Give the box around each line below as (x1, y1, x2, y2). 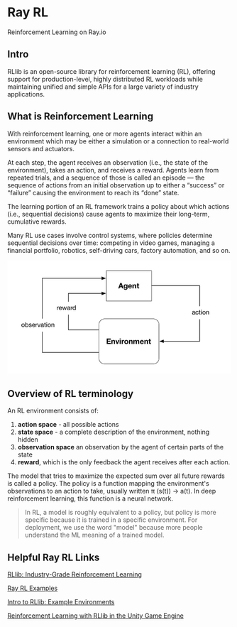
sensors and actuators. (7, 144, 75, 153)
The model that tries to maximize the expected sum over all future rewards (7, 471, 226, 480)
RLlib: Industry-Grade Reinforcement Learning (7, 570, 142, 579)
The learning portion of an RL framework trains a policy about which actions (7, 202, 230, 210)
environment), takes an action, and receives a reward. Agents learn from (7, 165, 219, 174)
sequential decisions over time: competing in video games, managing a (7, 239, 215, 247)
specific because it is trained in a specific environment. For (24, 516, 198, 524)
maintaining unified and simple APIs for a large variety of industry (7, 82, 199, 91)
